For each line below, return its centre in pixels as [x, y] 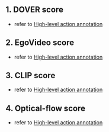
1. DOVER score [34, 10]
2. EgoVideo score [40, 43]
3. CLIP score [31, 75]
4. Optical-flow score [45, 108]
